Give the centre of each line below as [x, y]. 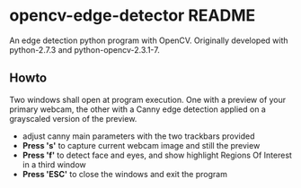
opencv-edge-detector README [133, 16]
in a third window [54, 164]
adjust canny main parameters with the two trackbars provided [138, 136]
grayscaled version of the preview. [73, 118]
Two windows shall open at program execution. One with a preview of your [148, 99]
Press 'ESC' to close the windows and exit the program [124, 174]
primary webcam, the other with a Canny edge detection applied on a [138, 109]
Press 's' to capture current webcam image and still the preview [141, 145]
